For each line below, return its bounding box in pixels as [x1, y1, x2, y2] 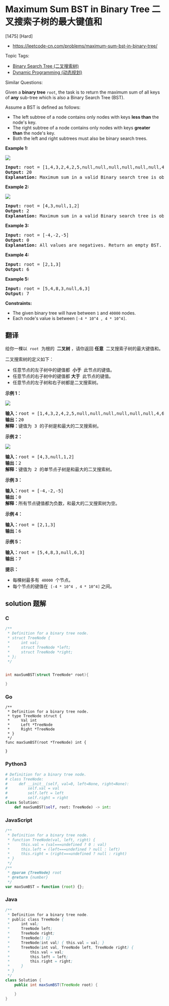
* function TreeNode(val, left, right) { [7, 837, 96, 842]
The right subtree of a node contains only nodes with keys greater [12, 124, 150, 130]
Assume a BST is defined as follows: [5, 104, 81, 110]
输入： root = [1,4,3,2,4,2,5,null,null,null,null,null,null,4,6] [5, 410, 167, 416]
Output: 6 [5, 266, 29, 272]
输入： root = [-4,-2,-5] [5, 488, 64, 494]
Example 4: [5, 252, 29, 258]
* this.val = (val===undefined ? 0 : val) [7, 842, 107, 847]
